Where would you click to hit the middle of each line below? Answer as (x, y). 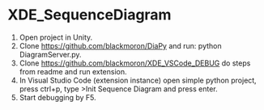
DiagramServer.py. (50, 54)
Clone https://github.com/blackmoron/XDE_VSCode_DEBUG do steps (135, 63)
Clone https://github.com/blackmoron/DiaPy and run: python (120, 45)
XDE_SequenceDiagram (89, 15)
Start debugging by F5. (57, 97)
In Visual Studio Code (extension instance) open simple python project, (138, 80)
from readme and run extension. (73, 71)
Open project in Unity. (56, 37)
